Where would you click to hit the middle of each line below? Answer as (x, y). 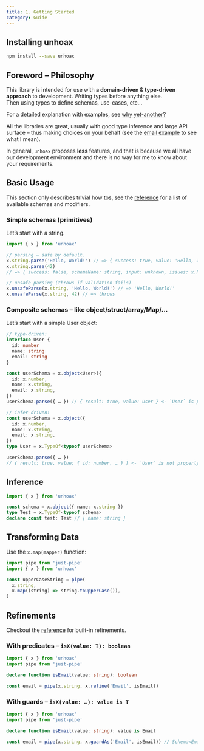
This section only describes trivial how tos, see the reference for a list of (97, 197)
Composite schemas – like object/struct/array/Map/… (87, 310)
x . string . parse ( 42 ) (31, 266)
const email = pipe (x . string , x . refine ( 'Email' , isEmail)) (83, 686)
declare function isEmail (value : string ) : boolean (72, 675)
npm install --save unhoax (40, 56)
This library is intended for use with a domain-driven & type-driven (91, 90)
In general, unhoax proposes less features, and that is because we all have (99, 151)
